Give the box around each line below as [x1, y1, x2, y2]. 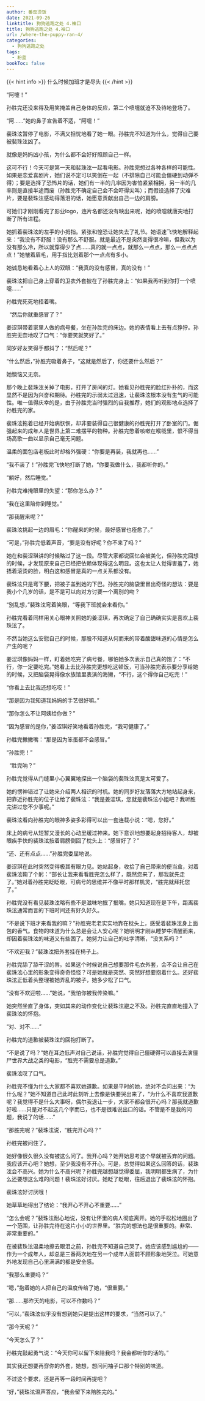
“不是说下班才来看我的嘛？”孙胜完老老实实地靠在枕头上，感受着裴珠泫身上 [6, 920, 193, 927]
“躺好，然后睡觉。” [6, 474, 52, 481]
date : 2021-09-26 [6, 15, 51, 21]
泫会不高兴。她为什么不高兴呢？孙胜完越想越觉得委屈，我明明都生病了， [6, 1168, 188, 1175]
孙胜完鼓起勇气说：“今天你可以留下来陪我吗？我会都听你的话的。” [6, 1349, 169, 1356]
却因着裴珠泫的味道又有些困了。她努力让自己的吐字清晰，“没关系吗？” [6, 935, 182, 942]
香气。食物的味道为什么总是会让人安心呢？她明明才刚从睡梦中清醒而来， [16, 927, 199, 934]
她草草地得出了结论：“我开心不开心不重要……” [6, 1201, 122, 1209]
